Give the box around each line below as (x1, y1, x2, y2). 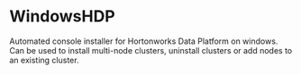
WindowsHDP (9, 6, 115, 27)
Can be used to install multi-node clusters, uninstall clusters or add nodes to (9, 45, 293, 55)
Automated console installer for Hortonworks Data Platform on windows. (9, 36, 278, 46)
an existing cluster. (9, 54, 79, 65)
